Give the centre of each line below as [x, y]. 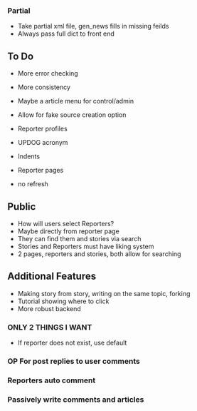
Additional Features [52, 276]
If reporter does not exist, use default [72, 343]
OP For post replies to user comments [74, 361]
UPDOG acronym [43, 143]
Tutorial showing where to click [63, 301]
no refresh [33, 184]
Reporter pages [41, 171]
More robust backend [49, 308]
